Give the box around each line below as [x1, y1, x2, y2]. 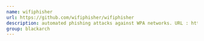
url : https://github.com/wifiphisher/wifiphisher [6, 14, 135, 20]
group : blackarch [6, 25, 50, 32]
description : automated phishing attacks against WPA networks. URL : [6, 20, 189, 26]
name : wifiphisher [6, 8, 53, 15]
